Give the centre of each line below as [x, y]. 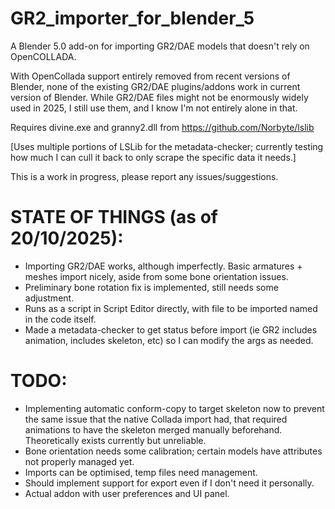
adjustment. [49, 298]
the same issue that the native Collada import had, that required [156, 419]
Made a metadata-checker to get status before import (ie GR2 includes [171, 329]
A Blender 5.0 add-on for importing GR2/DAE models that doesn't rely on [160, 46]
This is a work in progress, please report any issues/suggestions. [144, 176]
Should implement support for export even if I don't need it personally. [169, 483]
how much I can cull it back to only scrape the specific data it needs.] [153, 157]
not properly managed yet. [79, 461]
